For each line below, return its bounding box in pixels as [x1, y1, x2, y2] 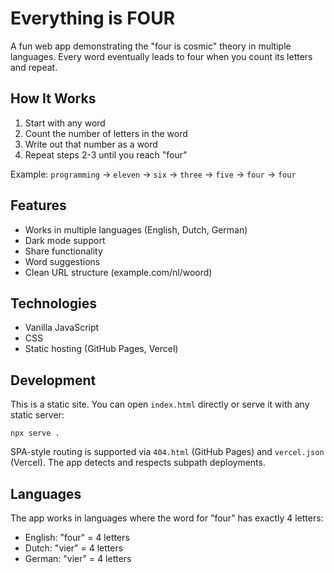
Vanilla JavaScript [24, 322, 100, 334]
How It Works [10, 90, 97, 107]
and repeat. [10, 61, 58, 73]
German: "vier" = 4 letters [24, 553, 132, 564]
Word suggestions [24, 255, 101, 267]
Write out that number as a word [24, 138, 158, 150]
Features [10, 197, 67, 214]
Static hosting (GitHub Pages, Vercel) [24, 343, 179, 355]
